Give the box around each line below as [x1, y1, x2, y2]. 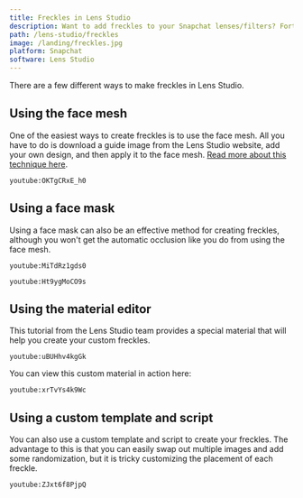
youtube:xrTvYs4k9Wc [9, 385, 87, 395]
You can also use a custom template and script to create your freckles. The [9, 434, 289, 445]
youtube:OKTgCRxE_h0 [9, 176, 87, 185]
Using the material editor [9, 301, 151, 317]
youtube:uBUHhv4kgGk [9, 353, 87, 362]
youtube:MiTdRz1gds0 [9, 261, 87, 271]
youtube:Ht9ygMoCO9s [9, 277, 87, 286]
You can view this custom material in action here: [9, 368, 192, 379]
